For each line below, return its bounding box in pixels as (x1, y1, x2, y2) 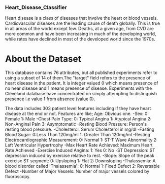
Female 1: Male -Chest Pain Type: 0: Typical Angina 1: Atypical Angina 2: (5, 116, 152, 122)
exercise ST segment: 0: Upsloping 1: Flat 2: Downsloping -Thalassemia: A (5, 158, 156, 164)
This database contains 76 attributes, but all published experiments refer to (5, 70, 158, 75)
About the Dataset (5, 53, 81, 65)
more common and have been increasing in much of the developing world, (5, 31, 156, 37)
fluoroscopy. (5, 174, 31, 180)
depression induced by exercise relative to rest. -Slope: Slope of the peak (5, 152, 155, 159)
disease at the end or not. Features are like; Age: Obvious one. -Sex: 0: (5, 110, 149, 117)
